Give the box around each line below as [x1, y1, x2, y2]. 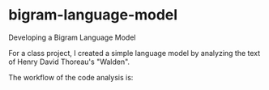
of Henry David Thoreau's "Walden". [8, 57, 130, 66]
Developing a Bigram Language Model [8, 32, 136, 42]
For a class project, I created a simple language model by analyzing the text [8, 48, 261, 58]
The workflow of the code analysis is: [8, 72, 134, 82]
